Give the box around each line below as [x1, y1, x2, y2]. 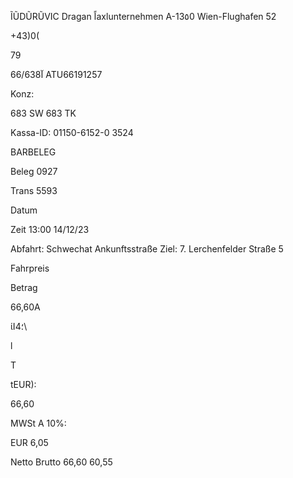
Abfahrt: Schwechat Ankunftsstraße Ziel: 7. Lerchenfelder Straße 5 [10, 243, 284, 255]
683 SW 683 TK [10, 107, 77, 119]
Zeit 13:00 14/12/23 [10, 224, 90, 235]
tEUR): [10, 379, 37, 390]
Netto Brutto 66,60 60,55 [10, 456, 113, 468]
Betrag [10, 282, 38, 293]
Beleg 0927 [10, 166, 58, 177]
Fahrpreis [10, 262, 50, 274]
